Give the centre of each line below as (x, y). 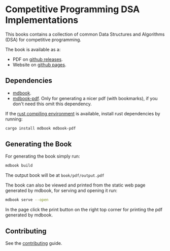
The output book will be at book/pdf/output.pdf (55, 175)
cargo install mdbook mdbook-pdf (41, 128)
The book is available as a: (33, 49)
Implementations (42, 20)
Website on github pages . (39, 65)
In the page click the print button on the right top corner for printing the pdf (84, 210)
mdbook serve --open (27, 200)
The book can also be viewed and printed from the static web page (75, 185)
